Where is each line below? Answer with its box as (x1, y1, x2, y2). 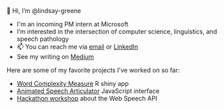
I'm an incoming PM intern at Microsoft (16, 20, 128, 28)
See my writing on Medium (16, 53, 94, 60)
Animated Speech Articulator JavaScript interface (16, 87, 160, 95)
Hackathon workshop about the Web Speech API (16, 94, 158, 102)
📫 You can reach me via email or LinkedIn (16, 42, 139, 51)
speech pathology (16, 35, 69, 43)
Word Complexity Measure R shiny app (16, 80, 129, 87)
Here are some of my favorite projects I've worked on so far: (6, 66, 180, 74)
